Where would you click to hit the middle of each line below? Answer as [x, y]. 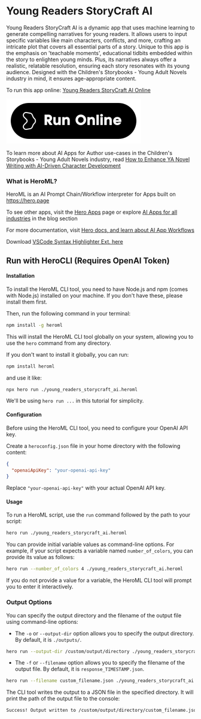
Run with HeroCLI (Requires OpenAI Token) [88, 261]
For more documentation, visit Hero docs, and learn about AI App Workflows [100, 230]
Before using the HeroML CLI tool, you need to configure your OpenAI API [97, 428]
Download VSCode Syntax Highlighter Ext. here [65, 242]
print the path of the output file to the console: [63, 699]
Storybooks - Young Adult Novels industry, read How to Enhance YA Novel [98, 159]
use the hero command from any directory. [59, 343]
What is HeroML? [32, 181]
